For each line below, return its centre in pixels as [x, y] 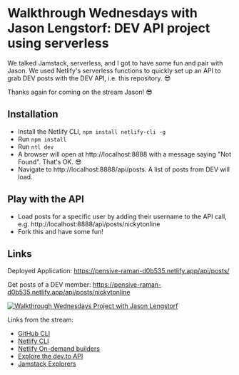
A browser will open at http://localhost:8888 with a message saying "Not [124, 154]
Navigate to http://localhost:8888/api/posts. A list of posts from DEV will [124, 169]
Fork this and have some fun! [60, 231]
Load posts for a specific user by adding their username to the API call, [122, 216]
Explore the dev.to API [50, 356]
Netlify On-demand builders [59, 349]
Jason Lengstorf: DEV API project [109, 28]
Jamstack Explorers [47, 364]
